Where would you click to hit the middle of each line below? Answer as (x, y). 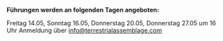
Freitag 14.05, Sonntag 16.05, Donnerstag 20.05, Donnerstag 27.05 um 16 (111, 23)
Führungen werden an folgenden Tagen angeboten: (83, 10)
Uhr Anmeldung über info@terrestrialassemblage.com (84, 30)
